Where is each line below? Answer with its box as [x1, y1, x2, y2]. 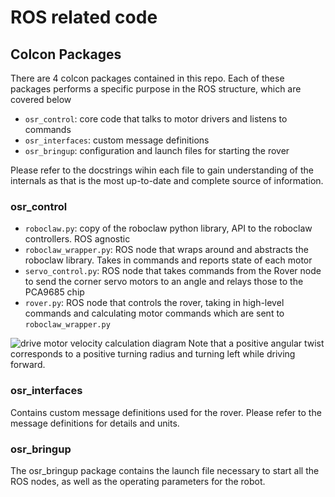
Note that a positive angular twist [188, 337, 325, 350]
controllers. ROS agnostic [24, 233, 131, 245]
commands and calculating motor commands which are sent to [24, 307, 285, 320]
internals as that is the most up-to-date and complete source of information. [10, 175, 324, 186]
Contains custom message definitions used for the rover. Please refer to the [10, 406, 322, 418]
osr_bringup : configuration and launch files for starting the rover [24, 145, 290, 156]
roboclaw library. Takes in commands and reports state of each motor [24, 254, 313, 266]
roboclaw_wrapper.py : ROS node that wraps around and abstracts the [24, 244, 309, 256]
